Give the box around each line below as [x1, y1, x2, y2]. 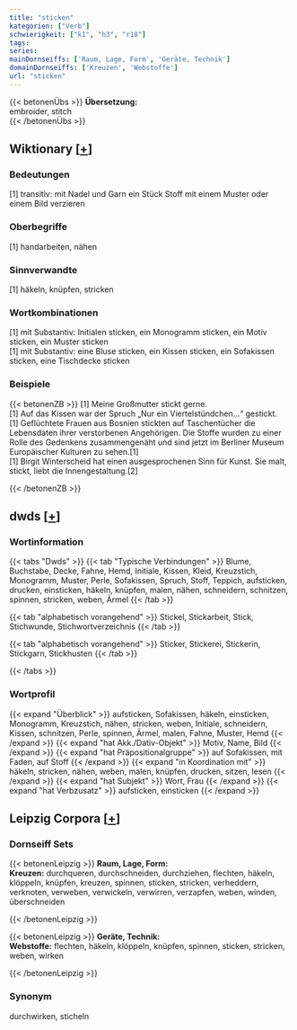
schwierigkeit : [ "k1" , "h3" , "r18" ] [9, 30, 146, 39]
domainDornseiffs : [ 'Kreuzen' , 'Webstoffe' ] [9, 64, 179, 73]
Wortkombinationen [9, 306, 99, 319]
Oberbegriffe [9, 221, 67, 234]
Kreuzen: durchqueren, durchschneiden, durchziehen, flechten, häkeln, [9, 868, 275, 879]
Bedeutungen [9, 168, 70, 181]
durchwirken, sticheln [9, 1010, 90, 1021]
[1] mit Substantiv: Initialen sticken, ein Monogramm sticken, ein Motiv [9, 327, 267, 338]
